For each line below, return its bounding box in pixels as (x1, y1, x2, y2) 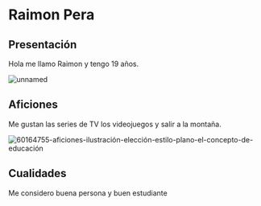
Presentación (8, 38, 77, 51)
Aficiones (8, 98, 58, 112)
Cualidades (8, 167, 67, 180)
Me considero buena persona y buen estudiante (8, 187, 168, 198)
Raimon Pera (8, 6, 95, 24)
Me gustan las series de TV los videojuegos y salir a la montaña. (8, 119, 222, 129)
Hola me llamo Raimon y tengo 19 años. (8, 59, 139, 68)
